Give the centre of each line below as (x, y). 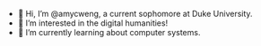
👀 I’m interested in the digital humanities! (93, 23)
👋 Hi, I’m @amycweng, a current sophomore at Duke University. (135, 14)
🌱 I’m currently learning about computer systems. (109, 32)
